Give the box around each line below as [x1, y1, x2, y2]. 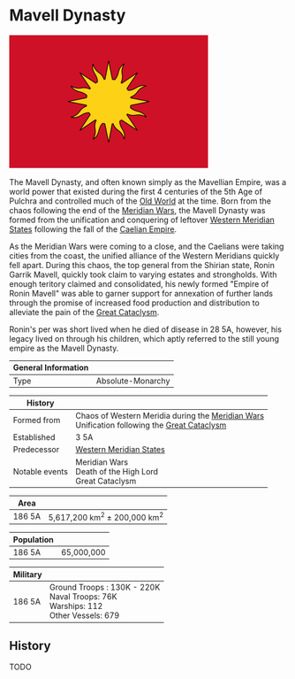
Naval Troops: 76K [49, 591, 117, 602]
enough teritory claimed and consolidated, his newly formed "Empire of [9, 278, 269, 289]
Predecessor [12, 444, 60, 455]
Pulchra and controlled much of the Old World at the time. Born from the [9, 196, 272, 206]
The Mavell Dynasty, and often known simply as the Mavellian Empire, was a [9, 176, 287, 187]
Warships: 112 [49, 601, 103, 612]
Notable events [12, 466, 69, 476]
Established [12, 432, 56, 443]
